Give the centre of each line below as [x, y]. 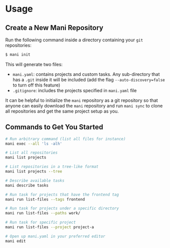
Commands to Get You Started [54, 127]
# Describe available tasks [35, 181]
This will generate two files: [34, 64]
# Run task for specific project [41, 223]
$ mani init [18, 54]
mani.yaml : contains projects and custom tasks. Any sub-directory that [86, 74]
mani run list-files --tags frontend [45, 199]
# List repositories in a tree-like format [52, 167]
